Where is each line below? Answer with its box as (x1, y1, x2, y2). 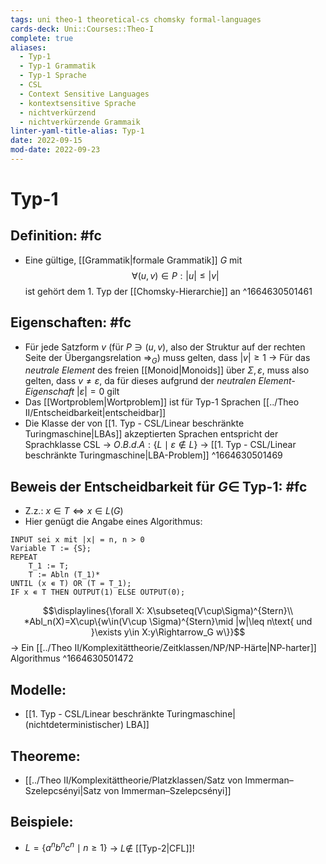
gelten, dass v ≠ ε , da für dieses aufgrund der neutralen (24, 375, 257, 387)
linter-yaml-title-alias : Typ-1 (10, 126, 145, 136)
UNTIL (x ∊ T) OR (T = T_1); (10, 579, 132, 589)
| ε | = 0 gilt (76, 386, 120, 398)
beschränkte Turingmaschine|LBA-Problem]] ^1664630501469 (24, 449, 283, 461)
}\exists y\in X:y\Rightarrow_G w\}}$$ (90, 626, 246, 638)
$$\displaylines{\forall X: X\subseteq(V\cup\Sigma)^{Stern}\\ (42, 605, 294, 617)
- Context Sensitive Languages (19, 89, 150, 99)
